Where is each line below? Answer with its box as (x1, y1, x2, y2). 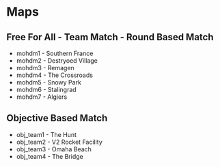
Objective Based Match (6, 112, 108, 124)
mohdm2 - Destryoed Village (16, 57, 98, 65)
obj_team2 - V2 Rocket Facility (16, 138, 103, 146)
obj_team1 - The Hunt (16, 130, 77, 138)
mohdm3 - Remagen (16, 64, 74, 72)
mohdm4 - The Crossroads (16, 71, 94, 79)
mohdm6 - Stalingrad (16, 86, 77, 93)
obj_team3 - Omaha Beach (16, 145, 92, 153)
